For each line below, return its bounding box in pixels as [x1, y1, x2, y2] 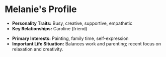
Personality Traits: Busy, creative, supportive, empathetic [12, 20, 133, 26]
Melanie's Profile [5, 4, 77, 15]
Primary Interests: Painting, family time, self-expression [12, 35, 129, 41]
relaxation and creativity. [12, 46, 63, 52]
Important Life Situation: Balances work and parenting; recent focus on [12, 40, 161, 46]
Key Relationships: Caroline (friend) [12, 25, 88, 31]
